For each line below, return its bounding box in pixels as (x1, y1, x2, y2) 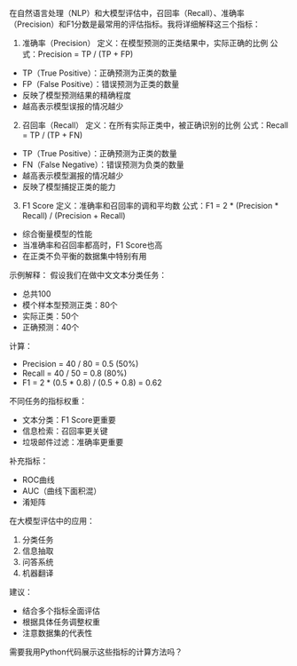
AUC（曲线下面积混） (21, 486, 102, 496)
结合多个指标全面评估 (21, 606, 100, 615)
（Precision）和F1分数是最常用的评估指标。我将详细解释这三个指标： (9, 19, 261, 29)
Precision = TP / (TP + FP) (37, 49, 134, 59)
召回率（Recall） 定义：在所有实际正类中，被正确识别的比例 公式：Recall (21, 120, 289, 131)
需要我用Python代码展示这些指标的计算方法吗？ (9, 646, 184, 657)
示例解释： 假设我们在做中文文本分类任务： (9, 270, 167, 280)
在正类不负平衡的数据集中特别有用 (21, 251, 147, 261)
